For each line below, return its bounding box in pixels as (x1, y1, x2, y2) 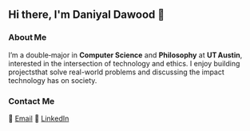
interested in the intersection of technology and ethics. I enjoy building (8, 58, 240, 68)
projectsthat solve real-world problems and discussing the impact (8, 67, 225, 77)
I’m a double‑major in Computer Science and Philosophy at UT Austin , (8, 50, 243, 60)
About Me (8, 32, 47, 43)
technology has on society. (8, 75, 97, 85)
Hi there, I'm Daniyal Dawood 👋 (8, 8, 165, 22)
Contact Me (8, 95, 55, 106)
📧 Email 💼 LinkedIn (8, 113, 69, 123)
